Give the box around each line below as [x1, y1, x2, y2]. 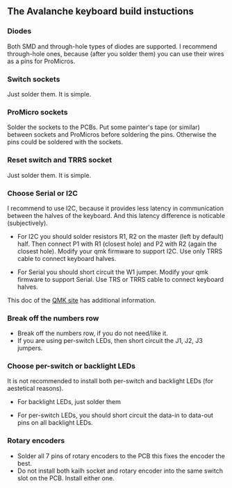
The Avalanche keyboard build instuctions [7, 6, 194, 17]
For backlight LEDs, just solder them [17, 398, 122, 406]
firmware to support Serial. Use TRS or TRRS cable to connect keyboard [17, 275, 224, 283]
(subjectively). [7, 219, 49, 227]
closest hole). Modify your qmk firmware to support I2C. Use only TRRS [17, 246, 223, 255]
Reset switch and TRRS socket [7, 155, 113, 165]
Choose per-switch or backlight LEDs [7, 361, 135, 371]
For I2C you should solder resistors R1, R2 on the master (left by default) [17, 232, 224, 240]
